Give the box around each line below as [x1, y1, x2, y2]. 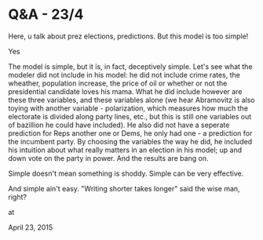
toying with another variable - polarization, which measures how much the [8, 104, 249, 113]
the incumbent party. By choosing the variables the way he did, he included [8, 136, 253, 146]
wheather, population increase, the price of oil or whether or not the [8, 78, 228, 88]
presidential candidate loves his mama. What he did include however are [8, 86, 243, 96]
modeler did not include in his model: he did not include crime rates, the [8, 70, 241, 79]
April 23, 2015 [8, 222, 53, 232]
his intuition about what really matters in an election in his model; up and [8, 145, 242, 155]
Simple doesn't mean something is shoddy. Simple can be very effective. [8, 169, 244, 178]
